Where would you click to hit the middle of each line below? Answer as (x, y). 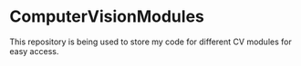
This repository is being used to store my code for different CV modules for (150, 42)
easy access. (34, 51)
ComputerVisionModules (107, 17)
